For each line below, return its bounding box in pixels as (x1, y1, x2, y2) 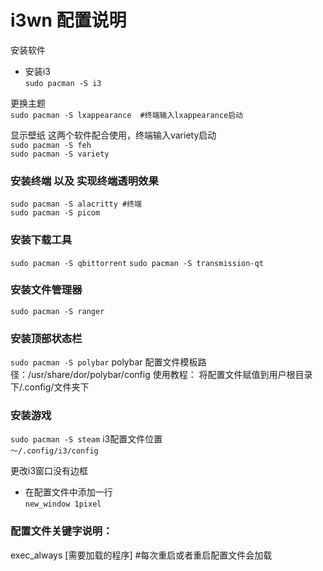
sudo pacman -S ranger (10, 306, 105, 316)
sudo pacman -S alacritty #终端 (10, 199, 142, 210)
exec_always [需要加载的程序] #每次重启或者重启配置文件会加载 (10, 549, 273, 561)
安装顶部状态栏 (10, 331, 83, 345)
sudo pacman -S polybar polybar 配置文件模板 (10, 356, 198, 368)
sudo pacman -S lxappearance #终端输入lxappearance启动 (10, 110, 244, 120)
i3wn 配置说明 (10, 9, 127, 32)
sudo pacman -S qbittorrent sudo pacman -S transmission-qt (10, 258, 264, 268)
